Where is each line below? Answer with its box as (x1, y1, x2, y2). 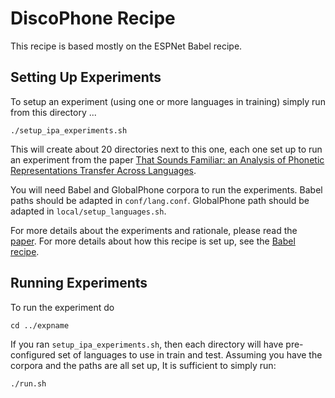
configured (10, 348, 56, 361)
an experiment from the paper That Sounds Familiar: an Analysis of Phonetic (10, 153, 325, 166)
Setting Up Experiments (10, 69, 162, 86)
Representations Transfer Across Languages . (10, 164, 197, 176)
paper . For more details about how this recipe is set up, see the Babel (10, 235, 296, 247)
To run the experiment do (10, 301, 115, 313)
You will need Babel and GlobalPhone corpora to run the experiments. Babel (10, 183, 323, 196)
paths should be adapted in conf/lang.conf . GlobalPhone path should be (10, 194, 310, 206)
